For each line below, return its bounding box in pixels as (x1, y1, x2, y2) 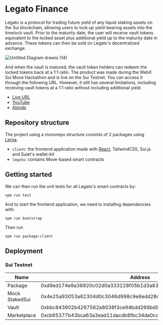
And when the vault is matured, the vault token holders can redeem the (5, 64, 147, 70)
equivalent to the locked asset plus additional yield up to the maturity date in (5, 35, 158, 41)
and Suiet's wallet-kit (12, 151, 55, 157)
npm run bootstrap (5, 216, 42, 221)
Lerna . (5, 137, 18, 142)
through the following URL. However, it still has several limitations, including (5, 79, 156, 86)
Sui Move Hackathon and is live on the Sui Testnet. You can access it (5, 74, 143, 80)
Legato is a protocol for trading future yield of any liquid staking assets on (5, 19, 153, 25)
